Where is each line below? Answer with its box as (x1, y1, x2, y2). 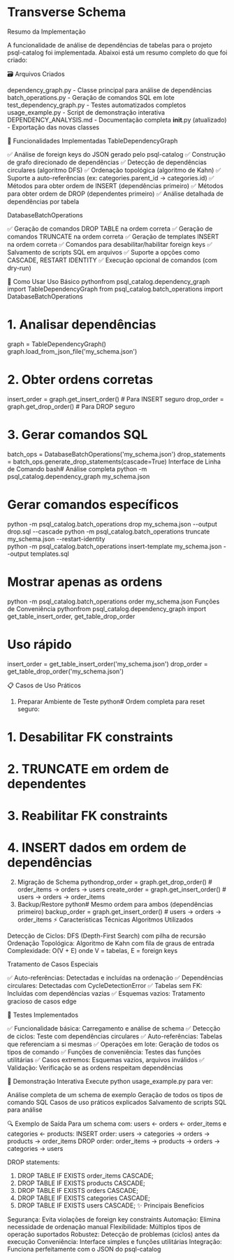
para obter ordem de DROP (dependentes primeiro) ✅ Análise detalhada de (7, 189, 224, 198)
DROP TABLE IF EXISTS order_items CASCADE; (17, 1172, 154, 1180)
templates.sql (30, 550, 70, 558)
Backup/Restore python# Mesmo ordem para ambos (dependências (17, 900, 213, 909)
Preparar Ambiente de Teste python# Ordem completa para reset (17, 697, 205, 706)
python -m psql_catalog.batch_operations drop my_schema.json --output (7, 520, 218, 528)
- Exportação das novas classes (7, 123, 100, 131)
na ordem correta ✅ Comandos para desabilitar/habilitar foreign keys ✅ (7, 240, 213, 248)
